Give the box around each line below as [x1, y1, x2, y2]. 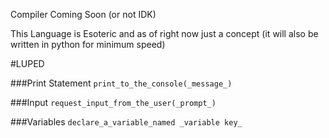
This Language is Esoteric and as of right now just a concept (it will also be [10, 28, 319, 39]
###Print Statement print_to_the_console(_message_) [10, 77, 233, 89]
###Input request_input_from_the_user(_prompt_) [10, 97, 217, 108]
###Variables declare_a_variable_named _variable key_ [10, 116, 243, 128]
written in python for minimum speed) [10, 39, 166, 50]
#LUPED [10, 58, 45, 69]
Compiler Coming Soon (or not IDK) [10, 9, 157, 20]
